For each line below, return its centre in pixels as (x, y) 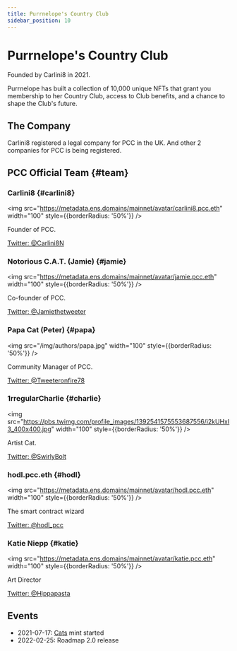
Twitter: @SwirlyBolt (37, 456)
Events (23, 616)
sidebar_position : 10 (39, 20)
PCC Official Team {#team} (68, 173)
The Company (39, 125)
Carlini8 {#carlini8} (41, 193)
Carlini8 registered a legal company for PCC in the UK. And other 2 (104, 143)
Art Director (24, 580)
